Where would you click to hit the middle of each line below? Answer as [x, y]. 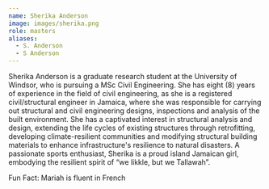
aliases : [23, 38]
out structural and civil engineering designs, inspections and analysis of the [134, 111]
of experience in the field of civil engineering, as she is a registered [120, 93]
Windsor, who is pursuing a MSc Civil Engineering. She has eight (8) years [132, 85]
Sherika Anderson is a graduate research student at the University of [123, 76]
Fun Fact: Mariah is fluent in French [67, 178]
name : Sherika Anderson [48, 16]
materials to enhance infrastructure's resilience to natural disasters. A [124, 145]
